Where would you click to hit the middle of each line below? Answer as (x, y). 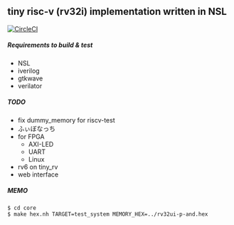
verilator (30, 85)
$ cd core (22, 208)
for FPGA (31, 136)
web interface (38, 174)
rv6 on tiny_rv (38, 167)
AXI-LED (41, 144)
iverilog (29, 70)
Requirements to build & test (50, 45)
